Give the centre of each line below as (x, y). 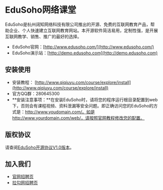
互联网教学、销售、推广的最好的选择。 (43, 36)
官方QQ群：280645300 (36, 93)
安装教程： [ (24, 82)
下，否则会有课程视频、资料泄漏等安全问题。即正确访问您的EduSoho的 (83, 105)
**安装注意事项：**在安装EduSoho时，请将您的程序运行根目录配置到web (85, 100)
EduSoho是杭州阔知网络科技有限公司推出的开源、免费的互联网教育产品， (78, 24)
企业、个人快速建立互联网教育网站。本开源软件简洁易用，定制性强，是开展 (83, 30)
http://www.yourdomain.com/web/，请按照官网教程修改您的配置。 (78, 118)
